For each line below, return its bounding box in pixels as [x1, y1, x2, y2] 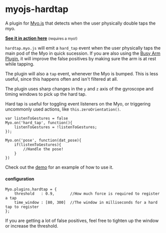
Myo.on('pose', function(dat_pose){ [5, 138, 81, 143]
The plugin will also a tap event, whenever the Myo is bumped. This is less [5, 70, 158, 76]
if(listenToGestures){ [14, 142, 61, 147]
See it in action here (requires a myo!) [5, 35, 78, 41]
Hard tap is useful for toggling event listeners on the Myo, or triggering [5, 100, 151, 106]
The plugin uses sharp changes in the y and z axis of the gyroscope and [5, 85, 154, 91]
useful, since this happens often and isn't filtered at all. [5, 76, 118, 82]
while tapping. [5, 61, 34, 67]
